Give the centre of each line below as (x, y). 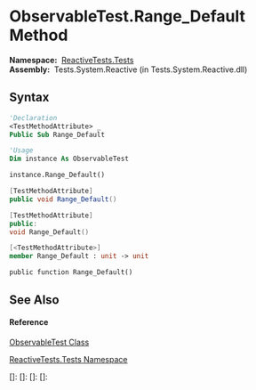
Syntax (29, 97)
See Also (34, 300)
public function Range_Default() (71, 272)
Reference (29, 322)
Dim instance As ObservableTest (69, 159)
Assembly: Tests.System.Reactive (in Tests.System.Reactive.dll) (128, 69)
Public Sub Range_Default (57, 134)
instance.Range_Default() (57, 175)
